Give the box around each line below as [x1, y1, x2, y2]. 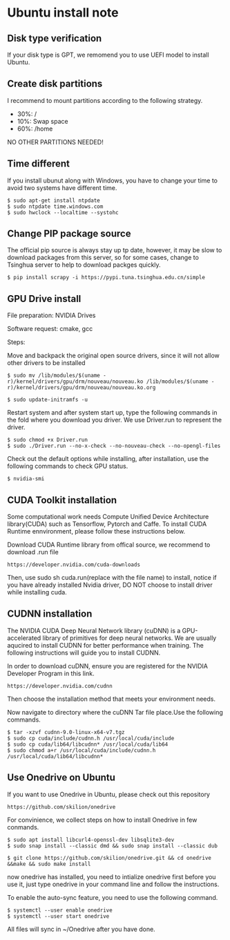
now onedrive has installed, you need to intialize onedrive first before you [7, 872, 216, 881]
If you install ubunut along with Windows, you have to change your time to [7, 176, 218, 185]
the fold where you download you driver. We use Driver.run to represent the [7, 416, 222, 424]
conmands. [7, 822, 39, 831]
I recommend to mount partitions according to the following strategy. [7, 96, 203, 104]
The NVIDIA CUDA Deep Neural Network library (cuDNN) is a [7, 626, 181, 634]
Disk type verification [7, 32, 102, 44]
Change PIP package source [7, 228, 131, 240]
